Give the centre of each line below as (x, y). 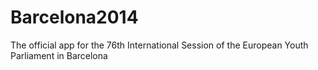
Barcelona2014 (74, 17)
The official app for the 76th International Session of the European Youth (159, 45)
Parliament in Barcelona (59, 55)
